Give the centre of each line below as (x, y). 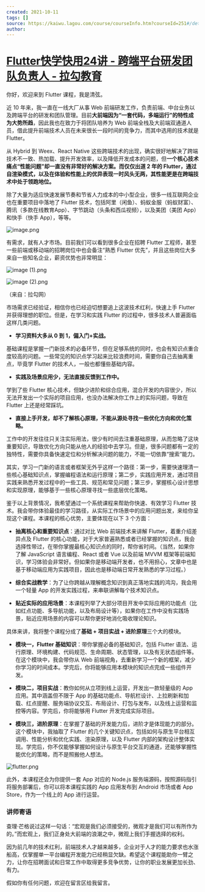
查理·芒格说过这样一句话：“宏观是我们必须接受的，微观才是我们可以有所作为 (102, 827)
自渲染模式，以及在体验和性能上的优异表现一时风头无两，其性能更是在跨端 (100, 174)
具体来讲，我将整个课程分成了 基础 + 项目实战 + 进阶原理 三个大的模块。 (95, 632)
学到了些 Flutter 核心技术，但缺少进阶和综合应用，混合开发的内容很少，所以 (102, 390)
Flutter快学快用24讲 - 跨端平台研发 (94, 61)
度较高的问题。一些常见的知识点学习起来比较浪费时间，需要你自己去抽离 (97, 356)
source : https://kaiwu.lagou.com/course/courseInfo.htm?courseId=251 (97, 23)
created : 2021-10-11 (33, 12)
